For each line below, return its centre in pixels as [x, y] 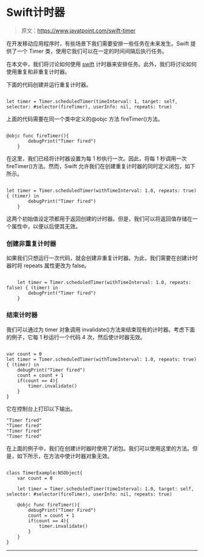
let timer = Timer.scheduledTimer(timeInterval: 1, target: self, [92, 101]
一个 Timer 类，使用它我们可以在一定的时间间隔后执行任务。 [92, 51]
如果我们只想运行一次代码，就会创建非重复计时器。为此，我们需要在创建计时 [102, 258]
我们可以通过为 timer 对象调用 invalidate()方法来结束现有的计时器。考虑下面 [101, 329]
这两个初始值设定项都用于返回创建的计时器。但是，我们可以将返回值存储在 [99, 218]
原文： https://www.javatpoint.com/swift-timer [78, 30]
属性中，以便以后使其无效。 [46, 226]
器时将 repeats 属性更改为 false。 [48, 266]
